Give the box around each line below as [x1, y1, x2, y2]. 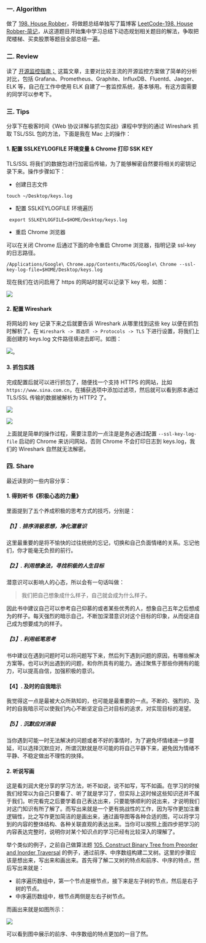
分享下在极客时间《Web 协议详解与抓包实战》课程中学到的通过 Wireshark [6, 122, 192, 130]
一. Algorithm [6, 4, 47, 13]
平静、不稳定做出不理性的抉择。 [6, 752, 87, 759]
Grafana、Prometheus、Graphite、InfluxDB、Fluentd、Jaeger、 [34, 75, 197, 82]
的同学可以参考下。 [6, 90, 55, 98]
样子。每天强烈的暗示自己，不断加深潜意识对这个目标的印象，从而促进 [17, 612, 194, 619]
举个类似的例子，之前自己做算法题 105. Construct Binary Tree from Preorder [6, 841, 198, 848]
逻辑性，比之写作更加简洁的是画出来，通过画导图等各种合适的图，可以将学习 [6, 813, 200, 820]
